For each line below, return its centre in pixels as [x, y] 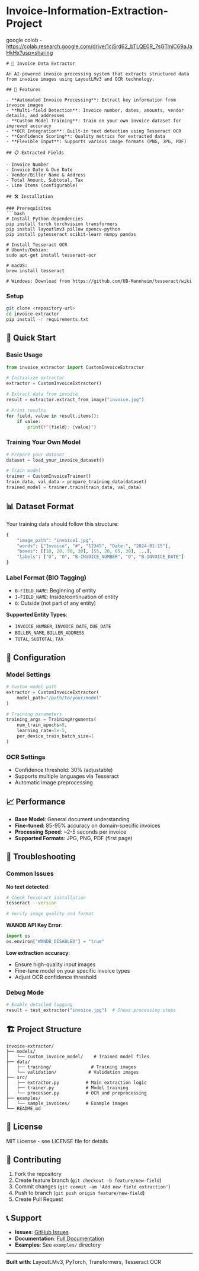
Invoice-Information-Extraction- [87, 11]
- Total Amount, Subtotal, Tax [45, 180]
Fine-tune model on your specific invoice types [72, 970]
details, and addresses [36, 115]
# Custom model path [32, 687]
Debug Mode [25, 992]
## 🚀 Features [24, 89]
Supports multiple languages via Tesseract [67, 776]
